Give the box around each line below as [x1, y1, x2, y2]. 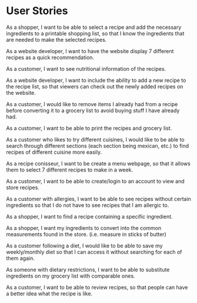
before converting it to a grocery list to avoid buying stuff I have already [6, 107, 180, 114]
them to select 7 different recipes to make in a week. [6, 166, 133, 173]
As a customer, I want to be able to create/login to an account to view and [6, 177, 185, 185]
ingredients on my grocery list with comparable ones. [6, 272, 135, 279]
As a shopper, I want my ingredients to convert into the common [6, 224, 162, 231]
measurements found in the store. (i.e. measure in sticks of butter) [6, 230, 166, 238]
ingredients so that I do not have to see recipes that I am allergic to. [6, 202, 169, 209]
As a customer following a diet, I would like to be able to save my [6, 242, 163, 249]
